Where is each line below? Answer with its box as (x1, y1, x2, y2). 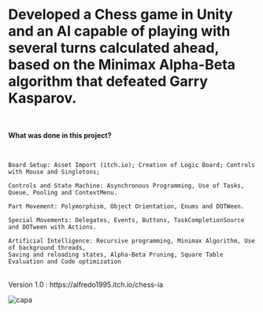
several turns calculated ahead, (8, 39, 219, 57)
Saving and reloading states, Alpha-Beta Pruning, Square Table (8, 251, 224, 258)
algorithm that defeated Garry (8, 72, 209, 91)
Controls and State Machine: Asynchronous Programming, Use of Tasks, (8, 181, 245, 190)
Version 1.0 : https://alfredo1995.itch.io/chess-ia (8, 280, 164, 289)
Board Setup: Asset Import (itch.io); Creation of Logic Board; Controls (8, 161, 256, 169)
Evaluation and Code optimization (8, 258, 122, 266)
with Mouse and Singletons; (8, 168, 101, 176)
